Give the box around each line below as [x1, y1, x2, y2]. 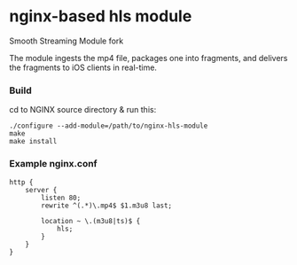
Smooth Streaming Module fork [9, 35, 124, 46]
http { [9, 177, 34, 187]
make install [9, 137, 58, 146]
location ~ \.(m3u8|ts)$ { [41, 216, 141, 225]
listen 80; [41, 193, 82, 202]
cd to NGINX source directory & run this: [9, 105, 157, 115]
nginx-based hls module [9, 6, 192, 27]
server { [25, 185, 58, 194]
